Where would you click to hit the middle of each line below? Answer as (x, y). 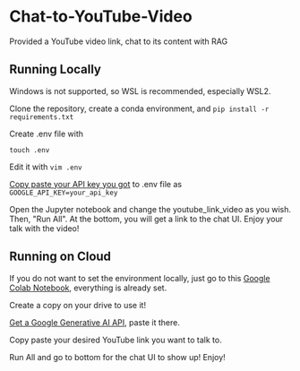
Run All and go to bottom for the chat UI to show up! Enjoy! (117, 357)
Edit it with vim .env (46, 167)
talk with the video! (44, 228)
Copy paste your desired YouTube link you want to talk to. (116, 340)
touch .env (30, 150)
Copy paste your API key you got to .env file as (95, 184)
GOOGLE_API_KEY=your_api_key (64, 193)
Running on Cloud (60, 257)
